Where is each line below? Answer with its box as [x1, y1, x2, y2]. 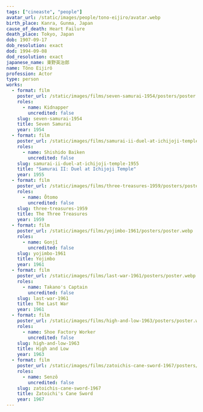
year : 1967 [17, 396, 45, 402]
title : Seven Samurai [17, 121, 71, 127]
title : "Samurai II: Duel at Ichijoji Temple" [17, 166, 137, 172]
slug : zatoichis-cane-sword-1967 [17, 385, 101, 391]
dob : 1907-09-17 [6, 37, 47, 43]
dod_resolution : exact [6, 54, 63, 60]
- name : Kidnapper [22, 104, 69, 111]
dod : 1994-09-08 [6, 48, 47, 54]
